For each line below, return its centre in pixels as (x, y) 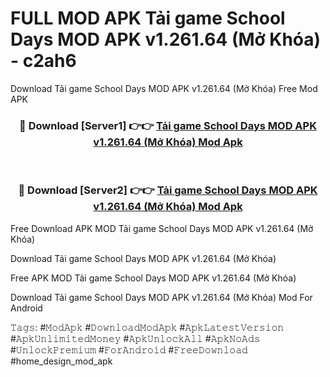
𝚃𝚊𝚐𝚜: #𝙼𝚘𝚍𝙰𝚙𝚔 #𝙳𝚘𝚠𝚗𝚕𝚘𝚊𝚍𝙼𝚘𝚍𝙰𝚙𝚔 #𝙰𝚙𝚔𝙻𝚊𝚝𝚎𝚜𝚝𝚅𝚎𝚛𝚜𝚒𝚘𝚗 (147, 327)
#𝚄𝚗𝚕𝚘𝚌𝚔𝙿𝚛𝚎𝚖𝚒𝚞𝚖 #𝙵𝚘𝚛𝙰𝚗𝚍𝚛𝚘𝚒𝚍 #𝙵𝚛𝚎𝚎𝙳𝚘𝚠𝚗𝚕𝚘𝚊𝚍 (129, 349)
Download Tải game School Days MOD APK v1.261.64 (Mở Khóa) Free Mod (164, 88)
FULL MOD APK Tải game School (148, 18)
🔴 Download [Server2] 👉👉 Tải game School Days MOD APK (168, 190)
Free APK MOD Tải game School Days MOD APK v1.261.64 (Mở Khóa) (153, 278)
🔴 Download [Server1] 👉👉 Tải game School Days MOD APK (168, 125)
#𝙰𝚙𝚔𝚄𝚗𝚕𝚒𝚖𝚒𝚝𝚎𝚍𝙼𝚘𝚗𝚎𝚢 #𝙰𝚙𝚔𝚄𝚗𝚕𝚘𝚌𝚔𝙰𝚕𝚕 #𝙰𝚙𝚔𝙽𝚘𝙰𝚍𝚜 (135, 338)
